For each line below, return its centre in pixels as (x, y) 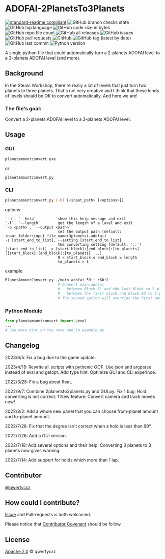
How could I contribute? (42, 503)
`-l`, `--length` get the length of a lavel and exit (69, 223)
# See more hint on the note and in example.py (55, 330)
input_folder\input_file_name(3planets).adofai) (56, 236)
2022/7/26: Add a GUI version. (36, 435)
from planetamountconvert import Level (46, 321)
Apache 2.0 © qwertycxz (31, 552)
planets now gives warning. (33, 450)
